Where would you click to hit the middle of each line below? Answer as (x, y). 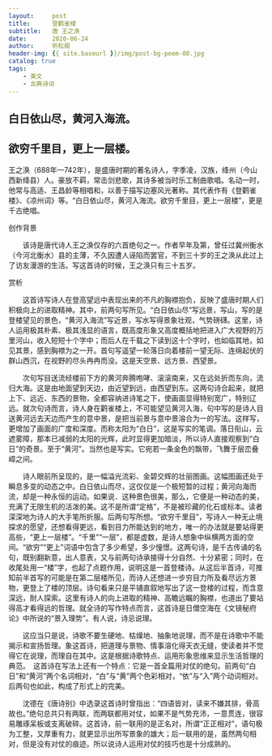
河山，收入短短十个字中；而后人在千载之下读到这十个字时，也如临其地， (136, 340)
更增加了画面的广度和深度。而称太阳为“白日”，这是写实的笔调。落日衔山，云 (136, 428)
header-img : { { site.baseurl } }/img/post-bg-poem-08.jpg (106, 54)
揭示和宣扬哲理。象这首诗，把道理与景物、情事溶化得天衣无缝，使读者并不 (132, 645)
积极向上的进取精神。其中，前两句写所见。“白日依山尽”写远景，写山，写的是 (136, 310)
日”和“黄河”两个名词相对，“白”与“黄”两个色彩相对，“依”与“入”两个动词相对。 (136, 676)
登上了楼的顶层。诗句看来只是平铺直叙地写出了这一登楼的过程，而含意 (147, 587)
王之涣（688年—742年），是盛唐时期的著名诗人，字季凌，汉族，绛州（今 (130, 170)
